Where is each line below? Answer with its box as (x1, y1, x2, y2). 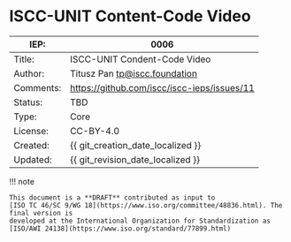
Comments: (13, 81, 62, 94)
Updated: (13, 153, 52, 165)
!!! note (9, 176, 35, 186)
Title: (13, 53, 34, 65)
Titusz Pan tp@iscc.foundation (69, 67, 197, 79)
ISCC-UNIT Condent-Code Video (69, 53, 211, 65)
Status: (13, 95, 42, 108)
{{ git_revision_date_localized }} (69, 153, 201, 165)
